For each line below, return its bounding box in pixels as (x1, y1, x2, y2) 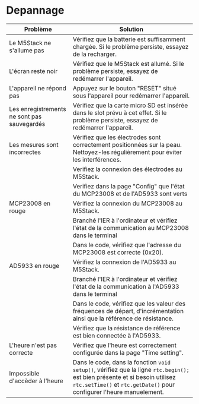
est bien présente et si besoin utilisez (72, 373, 176, 381)
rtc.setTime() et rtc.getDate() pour (72, 380, 175, 389)
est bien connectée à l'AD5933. (72, 331, 161, 339)
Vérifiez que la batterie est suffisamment (72, 35, 185, 43)
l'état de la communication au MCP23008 (72, 223, 190, 232)
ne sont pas (9, 112, 42, 121)
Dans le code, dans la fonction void (72, 358, 171, 366)
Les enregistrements (9, 105, 66, 113)
